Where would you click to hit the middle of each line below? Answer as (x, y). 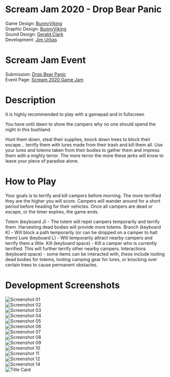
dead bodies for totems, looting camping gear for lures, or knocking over (81, 259)
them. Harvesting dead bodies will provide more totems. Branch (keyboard (83, 227)
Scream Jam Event (46, 60)
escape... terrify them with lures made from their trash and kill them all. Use (84, 145)
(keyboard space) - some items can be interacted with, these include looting (85, 254)
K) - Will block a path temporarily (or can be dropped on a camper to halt (81, 232)
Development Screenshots (63, 285)
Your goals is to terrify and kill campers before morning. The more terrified (83, 195)
